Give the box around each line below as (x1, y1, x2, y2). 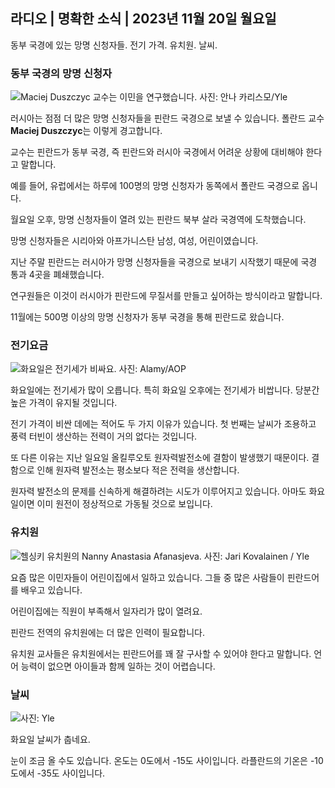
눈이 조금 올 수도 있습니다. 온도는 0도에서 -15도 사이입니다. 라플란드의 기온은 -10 (10, 755, 324, 766)
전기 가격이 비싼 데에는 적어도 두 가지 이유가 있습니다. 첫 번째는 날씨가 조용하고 (10, 418, 317, 430)
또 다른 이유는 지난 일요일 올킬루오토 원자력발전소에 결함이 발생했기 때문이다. (10, 452, 310, 464)
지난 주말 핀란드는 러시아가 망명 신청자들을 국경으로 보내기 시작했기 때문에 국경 (10, 256, 318, 268)
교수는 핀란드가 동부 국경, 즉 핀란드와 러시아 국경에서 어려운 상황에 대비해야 (10, 146, 304, 158)
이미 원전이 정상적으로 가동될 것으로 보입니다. (36, 498, 213, 510)
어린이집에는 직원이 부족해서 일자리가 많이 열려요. (10, 605, 203, 617)
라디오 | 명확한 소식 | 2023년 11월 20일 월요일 (10, 10, 277, 28)
